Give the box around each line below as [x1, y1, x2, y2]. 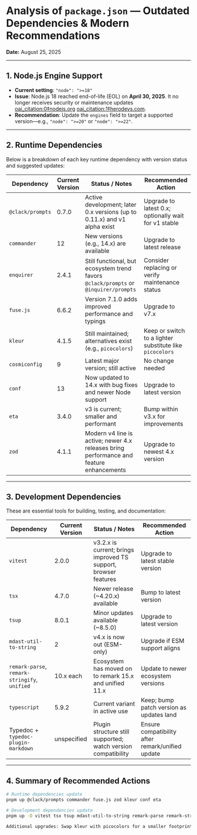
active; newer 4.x [84, 436, 133, 444]
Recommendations [6, 29, 100, 42]
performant [84, 419, 116, 427]
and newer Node [84, 388, 131, 396]
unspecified [55, 735, 87, 743]
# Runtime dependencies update [6, 792, 83, 797]
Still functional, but [84, 257, 137, 265]
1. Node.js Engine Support [6, 71, 103, 81]
